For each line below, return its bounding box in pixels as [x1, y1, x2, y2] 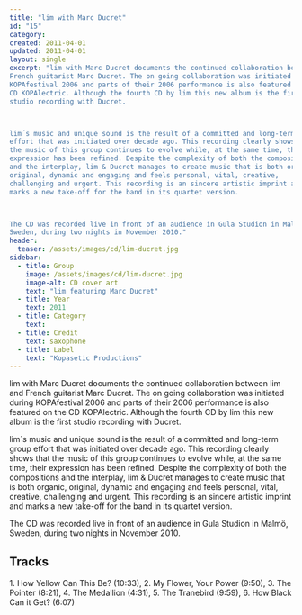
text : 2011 [25, 303, 67, 312]
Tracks [9, 554, 49, 569]
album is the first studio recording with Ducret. [9, 416, 182, 428]
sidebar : [9, 253, 42, 262]
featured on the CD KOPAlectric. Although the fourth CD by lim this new [9, 407, 274, 418]
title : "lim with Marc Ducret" [9, 13, 127, 23]
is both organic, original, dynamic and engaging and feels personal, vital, [9, 482, 279, 493]
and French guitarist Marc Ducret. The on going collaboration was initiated [9, 388, 285, 399]
